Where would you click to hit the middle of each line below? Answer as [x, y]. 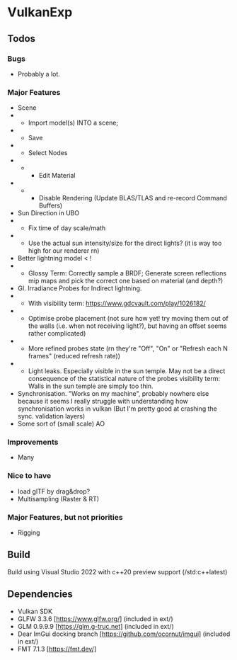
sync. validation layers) [51, 416]
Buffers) [51, 205]
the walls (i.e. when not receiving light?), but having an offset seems [127, 326]
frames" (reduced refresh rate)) [74, 356]
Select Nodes [48, 153]
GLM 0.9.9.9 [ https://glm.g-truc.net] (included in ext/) [96, 626]
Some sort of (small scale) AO [61, 424]
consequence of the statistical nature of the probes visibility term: [124, 379]
